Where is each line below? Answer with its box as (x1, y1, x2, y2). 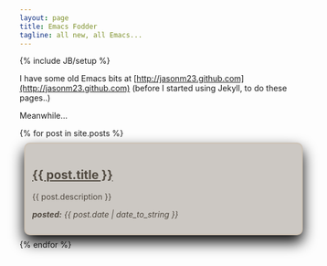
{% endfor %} (19, 239, 72, 250)
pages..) (19, 92, 51, 103)
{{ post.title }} (32, 166, 113, 183)
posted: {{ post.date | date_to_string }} (32, 209, 179, 220)
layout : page (19, 13, 69, 23)
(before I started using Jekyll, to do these (132, 83, 288, 94)
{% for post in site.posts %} (19, 128, 124, 139)
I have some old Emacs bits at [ (19, 73, 137, 84)
